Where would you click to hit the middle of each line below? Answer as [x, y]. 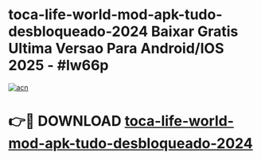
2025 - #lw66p [58, 66]
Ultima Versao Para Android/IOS [116, 49]
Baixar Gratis [195, 31]
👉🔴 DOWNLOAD [65, 121]
